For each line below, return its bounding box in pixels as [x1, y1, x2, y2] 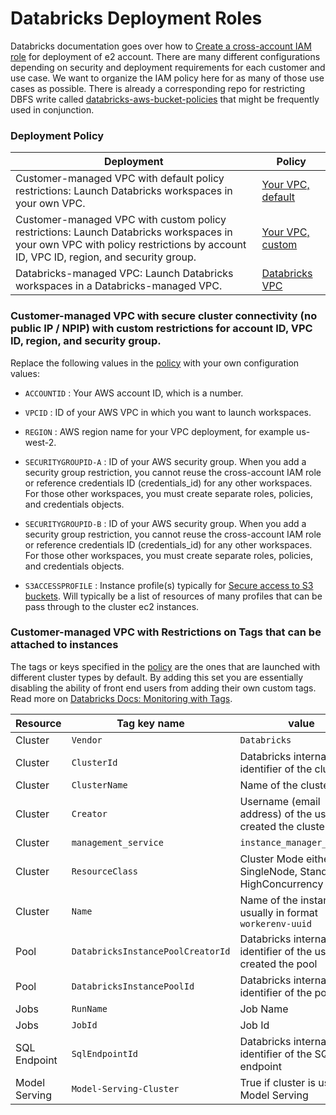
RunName [71, 1003, 108, 1014]
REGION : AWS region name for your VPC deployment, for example [24, 425, 295, 437]
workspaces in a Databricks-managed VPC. [15, 279, 223, 293]
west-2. [24, 436, 57, 448]
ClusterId [71, 757, 118, 768]
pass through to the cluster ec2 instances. [24, 600, 200, 612]
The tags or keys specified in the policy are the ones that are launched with [10, 660, 321, 672]
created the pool [239, 957, 318, 971]
